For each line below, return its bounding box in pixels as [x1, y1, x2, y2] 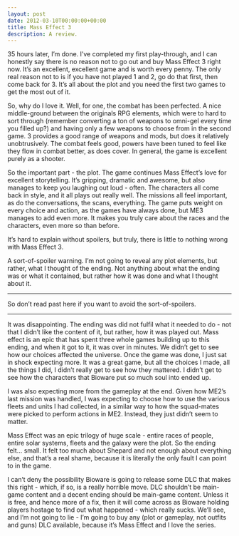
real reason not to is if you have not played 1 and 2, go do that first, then [7, 73, 218, 81]
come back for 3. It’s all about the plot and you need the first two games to [7, 80, 226, 89]
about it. [7, 279, 32, 288]
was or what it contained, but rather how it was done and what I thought [7, 272, 218, 280]
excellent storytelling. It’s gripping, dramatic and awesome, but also [7, 176, 205, 185]
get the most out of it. [7, 88, 71, 96]
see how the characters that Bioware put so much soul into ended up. [7, 373, 211, 382]
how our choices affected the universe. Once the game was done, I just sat [7, 351, 228, 359]
